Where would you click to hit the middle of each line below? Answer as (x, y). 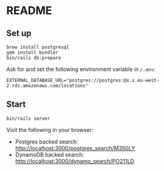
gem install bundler (33, 53)
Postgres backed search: (46, 142)
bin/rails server (28, 118)
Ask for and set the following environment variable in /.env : (81, 69)
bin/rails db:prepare (34, 58)
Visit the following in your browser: (50, 129)
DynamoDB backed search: (49, 155)
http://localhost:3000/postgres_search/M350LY (75, 148)
